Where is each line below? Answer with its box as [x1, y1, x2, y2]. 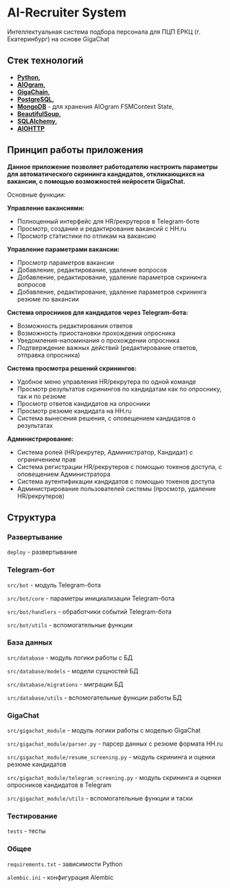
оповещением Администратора [16, 470, 111, 478]
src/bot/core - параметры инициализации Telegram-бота [7, 594, 175, 603]
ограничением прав [16, 455, 76, 464]
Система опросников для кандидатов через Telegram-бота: [7, 308, 189, 316]
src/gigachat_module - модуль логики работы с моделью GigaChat [7, 726, 201, 735]
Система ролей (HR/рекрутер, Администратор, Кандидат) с [16, 448, 194, 456]
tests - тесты [7, 827, 46, 835]
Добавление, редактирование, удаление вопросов [16, 266, 168, 274]
